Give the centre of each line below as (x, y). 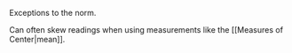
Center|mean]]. (37, 39)
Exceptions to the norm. (53, 13)
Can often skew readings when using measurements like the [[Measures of (146, 30)
